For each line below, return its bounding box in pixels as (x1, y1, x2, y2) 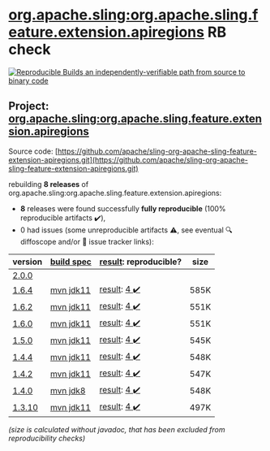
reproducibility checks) (8, 433, 86, 443)
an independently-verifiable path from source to (84, 67, 246, 76)
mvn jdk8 (49, 385, 86, 397)
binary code (8, 76, 49, 85)
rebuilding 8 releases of (8, 179, 89, 189)
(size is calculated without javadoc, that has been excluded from (8, 424, 225, 434)
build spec (49, 256, 92, 267)
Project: (8, 99, 49, 113)
